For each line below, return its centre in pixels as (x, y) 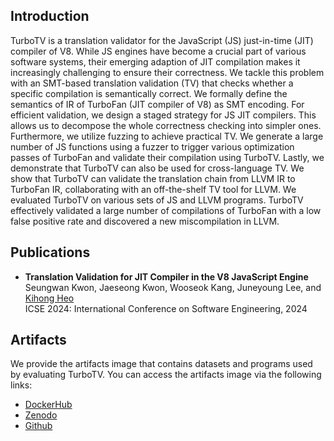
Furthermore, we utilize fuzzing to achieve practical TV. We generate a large (167, 136)
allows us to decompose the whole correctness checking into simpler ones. (166, 125)
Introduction (50, 16)
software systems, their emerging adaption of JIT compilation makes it (155, 61)
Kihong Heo (49, 298)
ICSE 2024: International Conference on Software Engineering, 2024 (166, 308)
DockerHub (48, 405)
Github (38, 426)
